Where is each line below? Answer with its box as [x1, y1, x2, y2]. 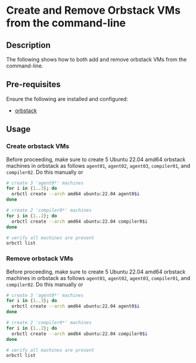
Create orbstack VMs [6, 142, 70, 150]
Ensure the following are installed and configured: [6, 95, 128, 102]
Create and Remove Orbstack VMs [6, 4, 181, 17]
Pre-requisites [6, 79, 61, 90]
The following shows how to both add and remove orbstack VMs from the [6, 56, 187, 63]
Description [6, 40, 51, 50]
